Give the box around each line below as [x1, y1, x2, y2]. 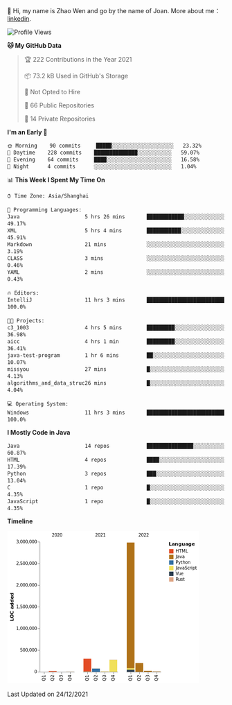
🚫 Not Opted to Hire [24, 88, 81, 96]
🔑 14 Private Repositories [24, 114, 96, 123]
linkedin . [7, 15, 31, 23]
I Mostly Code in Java [7, 428, 71, 436]
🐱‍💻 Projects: [7, 317, 45, 324]
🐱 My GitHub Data [7, 42, 62, 49]
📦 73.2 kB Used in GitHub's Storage [24, 72, 129, 80]
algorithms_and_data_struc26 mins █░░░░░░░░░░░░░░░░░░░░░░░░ [7, 380, 225, 387]
